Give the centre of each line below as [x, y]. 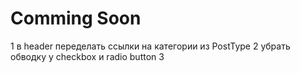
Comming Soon [76, 18]
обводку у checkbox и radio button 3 [87, 56]
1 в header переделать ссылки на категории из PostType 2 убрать [150, 46]
